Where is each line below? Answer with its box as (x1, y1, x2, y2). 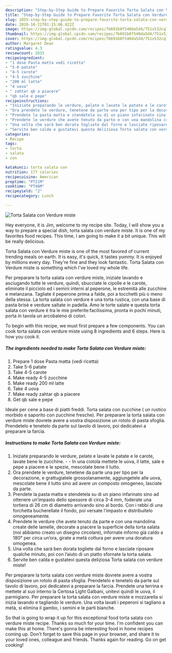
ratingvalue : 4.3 (5, 46, 42, 51)
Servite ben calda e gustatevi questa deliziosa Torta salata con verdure (12, 556, 163, 563)
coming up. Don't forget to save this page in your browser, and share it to (5, 631, 160, 637)
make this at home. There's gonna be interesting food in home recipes (5, 625, 154, 631)
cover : (5, 36, 19, 42)
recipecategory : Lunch (5, 194, 54, 199)
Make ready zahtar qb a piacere (12, 391, 80, 397)
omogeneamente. (12, 513, 50, 519)
